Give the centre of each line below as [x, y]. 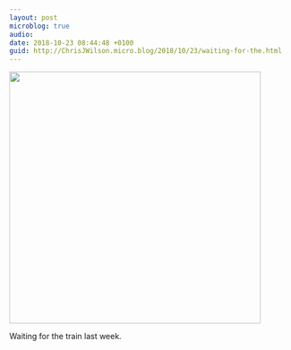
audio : [21, 34]
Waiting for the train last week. [66, 337]
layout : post [34, 17]
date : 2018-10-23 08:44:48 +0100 [72, 43]
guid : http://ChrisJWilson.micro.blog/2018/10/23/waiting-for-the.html [145, 51]
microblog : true [39, 26]
